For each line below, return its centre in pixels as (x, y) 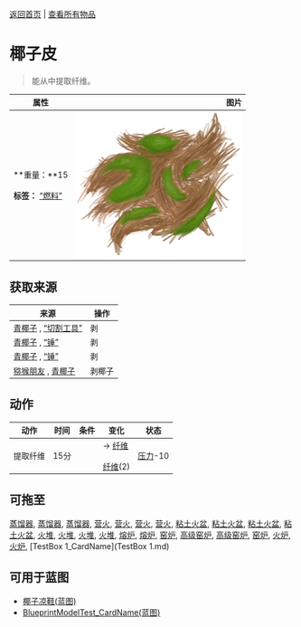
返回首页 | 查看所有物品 (53, 14)
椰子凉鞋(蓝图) (49, 601)
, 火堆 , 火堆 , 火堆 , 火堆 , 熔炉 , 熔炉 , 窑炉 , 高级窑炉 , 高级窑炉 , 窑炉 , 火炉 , (162, 535)
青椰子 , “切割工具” (48, 328)
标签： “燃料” (38, 196)
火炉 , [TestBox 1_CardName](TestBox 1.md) (89, 546)
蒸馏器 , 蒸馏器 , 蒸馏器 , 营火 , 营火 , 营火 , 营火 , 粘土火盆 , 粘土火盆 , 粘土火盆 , (146, 523)
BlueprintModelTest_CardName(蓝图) (91, 612)
